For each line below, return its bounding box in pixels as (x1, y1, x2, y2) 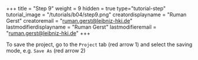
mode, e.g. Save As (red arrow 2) (6, 47, 86, 54)
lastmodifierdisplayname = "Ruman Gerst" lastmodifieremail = (6, 23, 157, 30)
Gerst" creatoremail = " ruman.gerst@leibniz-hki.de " (6, 17, 133, 24)
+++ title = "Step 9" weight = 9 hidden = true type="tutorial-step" (6, 5, 166, 12)
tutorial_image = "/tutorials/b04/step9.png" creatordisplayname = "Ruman (6, 11, 187, 18)
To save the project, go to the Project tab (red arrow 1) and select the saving (6, 41, 193, 48)
